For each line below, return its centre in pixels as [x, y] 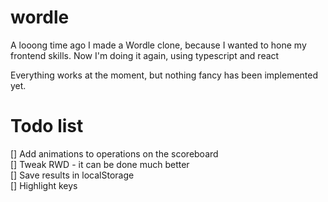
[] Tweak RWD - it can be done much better [100, 164]
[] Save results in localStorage [72, 175]
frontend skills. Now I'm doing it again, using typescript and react [145, 55]
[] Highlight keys [44, 185]
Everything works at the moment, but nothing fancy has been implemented [164, 75]
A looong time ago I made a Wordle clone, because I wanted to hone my [158, 45]
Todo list [47, 126]
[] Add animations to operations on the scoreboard [114, 153]
